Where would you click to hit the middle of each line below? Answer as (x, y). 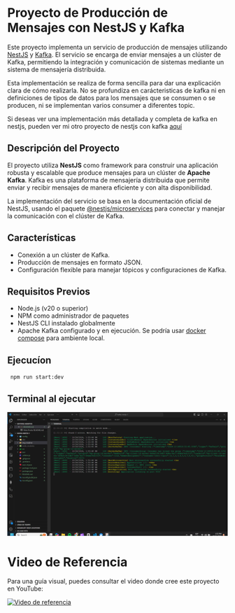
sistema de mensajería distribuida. (57, 69)
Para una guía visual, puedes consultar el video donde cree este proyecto (113, 582)
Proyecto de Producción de (87, 13)
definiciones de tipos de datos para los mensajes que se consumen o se (111, 98)
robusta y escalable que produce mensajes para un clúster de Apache (109, 172)
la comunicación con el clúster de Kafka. (66, 216)
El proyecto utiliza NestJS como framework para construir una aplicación (113, 165)
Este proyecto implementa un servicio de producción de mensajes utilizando (117, 47)
